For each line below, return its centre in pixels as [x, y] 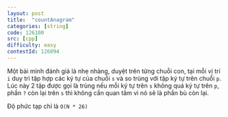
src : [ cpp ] [23, 39]
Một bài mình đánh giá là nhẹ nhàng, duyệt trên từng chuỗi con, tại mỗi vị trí [114, 71]
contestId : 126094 [33, 52]
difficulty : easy [32, 45]
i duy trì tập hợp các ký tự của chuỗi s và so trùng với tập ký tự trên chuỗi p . [114, 78]
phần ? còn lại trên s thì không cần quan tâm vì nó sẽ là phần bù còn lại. [108, 92]
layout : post [26, 13]
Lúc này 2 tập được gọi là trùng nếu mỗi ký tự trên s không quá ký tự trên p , [113, 86]
